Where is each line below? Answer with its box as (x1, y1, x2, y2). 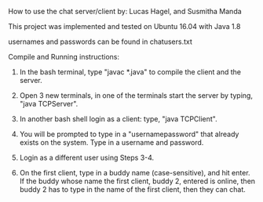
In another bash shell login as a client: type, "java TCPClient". (19, 114, 217, 124)
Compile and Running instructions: (8, 52, 120, 61)
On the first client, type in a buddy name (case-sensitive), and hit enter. (19, 168, 250, 177)
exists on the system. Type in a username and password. (19, 138, 204, 147)
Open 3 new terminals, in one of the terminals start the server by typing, (19, 91, 254, 100)
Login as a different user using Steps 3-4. (19, 153, 155, 162)
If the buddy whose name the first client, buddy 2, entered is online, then (19, 176, 256, 186)
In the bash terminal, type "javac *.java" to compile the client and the (19, 67, 242, 77)
